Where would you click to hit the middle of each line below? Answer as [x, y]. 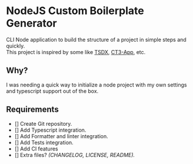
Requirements [32, 110]
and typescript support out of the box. [52, 91]
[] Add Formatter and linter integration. [61, 136]
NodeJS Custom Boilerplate [75, 11]
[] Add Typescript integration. [50, 130]
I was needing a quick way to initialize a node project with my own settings [96, 85]
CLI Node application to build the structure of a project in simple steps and [96, 39]
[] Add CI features [36, 149]
